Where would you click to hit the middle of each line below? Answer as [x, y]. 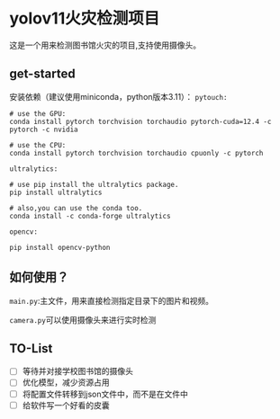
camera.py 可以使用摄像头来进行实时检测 [83, 319]
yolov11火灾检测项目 [85, 18]
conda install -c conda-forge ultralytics [90, 216]
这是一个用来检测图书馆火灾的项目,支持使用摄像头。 [105, 45]
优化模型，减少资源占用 [66, 382]
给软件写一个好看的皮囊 [66, 405]
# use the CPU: [38, 145]
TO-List [31, 348]
